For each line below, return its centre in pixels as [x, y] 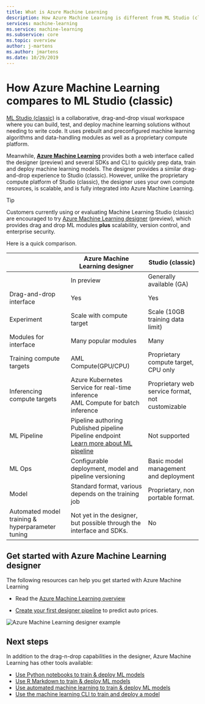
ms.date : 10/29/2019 [33, 58]
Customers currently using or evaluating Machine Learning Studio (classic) [100, 212]
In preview [85, 280]
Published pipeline [97, 428]
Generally [162, 276]
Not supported [169, 435]
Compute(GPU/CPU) [100, 366]
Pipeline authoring [97, 420]
